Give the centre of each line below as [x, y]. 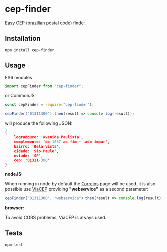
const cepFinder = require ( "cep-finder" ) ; [50, 105]
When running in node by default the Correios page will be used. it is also [80, 184]
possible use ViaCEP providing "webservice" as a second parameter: [77, 189]
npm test [14, 245]
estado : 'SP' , [29, 156]
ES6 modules [19, 77]
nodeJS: [14, 174]
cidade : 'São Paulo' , [36, 151]
